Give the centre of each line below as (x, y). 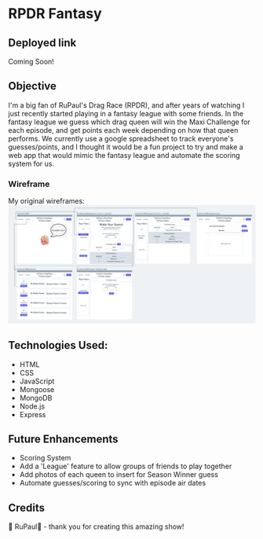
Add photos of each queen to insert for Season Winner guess (119, 475)
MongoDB (36, 398)
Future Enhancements (64, 439)
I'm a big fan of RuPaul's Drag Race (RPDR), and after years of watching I (126, 105)
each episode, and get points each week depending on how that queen (123, 130)
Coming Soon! (31, 61)
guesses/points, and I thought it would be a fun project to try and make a (126, 147)
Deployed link (42, 43)
